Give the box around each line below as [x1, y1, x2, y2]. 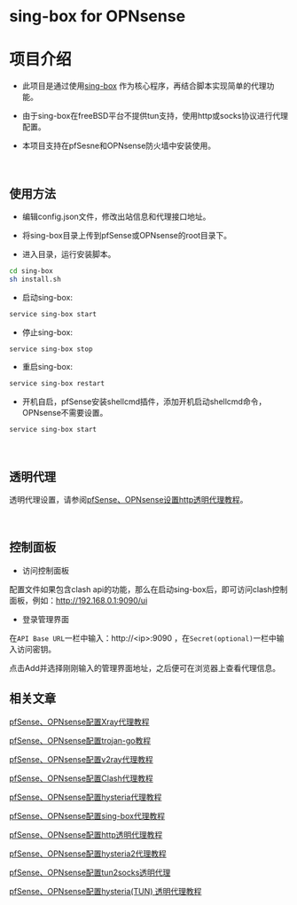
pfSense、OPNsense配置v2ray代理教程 [9, 753, 153, 764]
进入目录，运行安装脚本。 [21, 248, 116, 259]
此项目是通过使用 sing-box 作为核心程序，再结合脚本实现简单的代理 [21, 81, 268, 91]
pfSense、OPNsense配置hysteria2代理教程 [9, 848, 167, 859]
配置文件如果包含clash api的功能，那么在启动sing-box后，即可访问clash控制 [9, 583, 288, 595]
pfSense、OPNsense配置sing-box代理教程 [9, 810, 166, 821]
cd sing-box [9, 266, 53, 276]
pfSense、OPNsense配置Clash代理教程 [9, 773, 153, 784]
